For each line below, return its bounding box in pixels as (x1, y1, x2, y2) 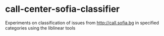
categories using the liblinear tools (5, 25, 76, 31)
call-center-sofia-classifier (5, 3, 120, 15)
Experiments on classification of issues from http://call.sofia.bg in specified (5, 20, 160, 26)
